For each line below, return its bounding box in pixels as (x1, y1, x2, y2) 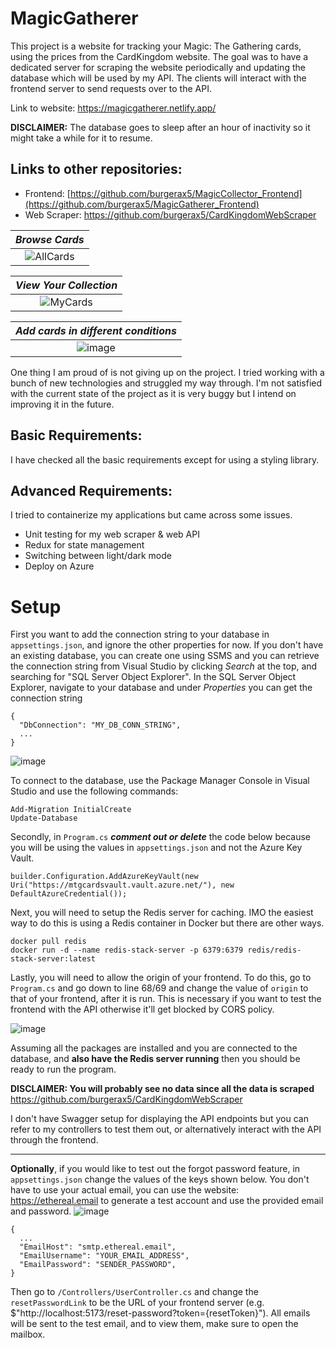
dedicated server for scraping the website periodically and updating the (10, 61, 306, 73)
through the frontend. (10, 1134, 99, 1146)
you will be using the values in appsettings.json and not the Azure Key (10, 842, 303, 854)
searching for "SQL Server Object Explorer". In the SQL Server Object (10, 671, 297, 683)
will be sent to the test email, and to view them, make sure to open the (10, 1318, 299, 1330)
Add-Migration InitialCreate (10, 805, 132, 815)
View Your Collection (15, 278, 118, 292)
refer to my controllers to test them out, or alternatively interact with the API (10, 1123, 322, 1136)
